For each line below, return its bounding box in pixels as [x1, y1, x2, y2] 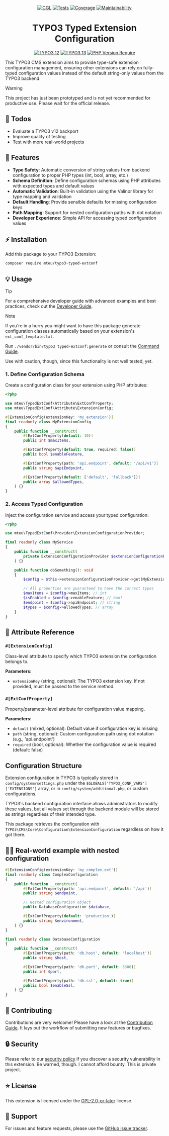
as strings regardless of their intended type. [5, 811, 97, 817]
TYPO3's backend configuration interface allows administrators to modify [5, 801, 158, 807]
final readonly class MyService [5, 540, 73, 545]
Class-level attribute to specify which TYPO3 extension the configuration [5, 653, 157, 659]
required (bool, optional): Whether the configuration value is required [12, 741, 156, 747]
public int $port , [23, 969, 62, 974]
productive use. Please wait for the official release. [5, 100, 111, 106]
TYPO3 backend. [5, 75, 41, 81]
